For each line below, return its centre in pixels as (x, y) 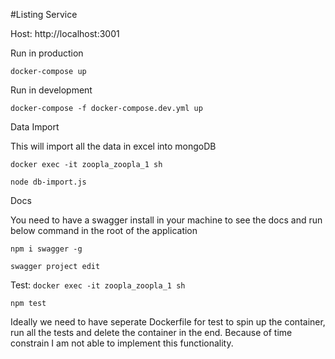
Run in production (47, 53)
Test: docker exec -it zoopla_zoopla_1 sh (98, 285)
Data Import (35, 127)
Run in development (51, 90)
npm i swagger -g (46, 249)
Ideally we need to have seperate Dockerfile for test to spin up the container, (168, 322)
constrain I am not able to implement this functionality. (122, 343)
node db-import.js (48, 182)
